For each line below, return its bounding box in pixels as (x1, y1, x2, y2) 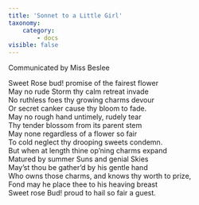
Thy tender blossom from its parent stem (8, 121, 142, 130)
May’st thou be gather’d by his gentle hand (8, 163, 149, 172)
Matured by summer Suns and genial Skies (8, 154, 149, 164)
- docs (37, 33, 59, 42)
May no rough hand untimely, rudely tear (8, 112, 142, 122)
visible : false (8, 41, 59, 49)
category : (22, 26, 56, 34)
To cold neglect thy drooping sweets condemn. (8, 137, 163, 147)
